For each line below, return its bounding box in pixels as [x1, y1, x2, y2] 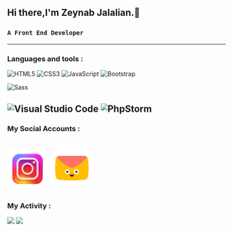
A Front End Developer [7, 29, 84, 37]
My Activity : [7, 200, 51, 210]
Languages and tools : [7, 53, 83, 63]
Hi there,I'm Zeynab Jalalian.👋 [7, 7, 141, 19]
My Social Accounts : [7, 124, 80, 134]
